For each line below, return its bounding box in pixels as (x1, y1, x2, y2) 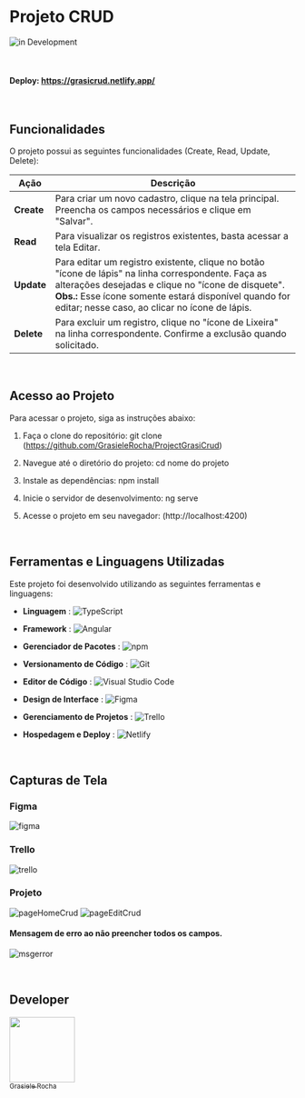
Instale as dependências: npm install (22, 474, 160, 485)
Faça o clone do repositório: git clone (22, 430, 162, 441)
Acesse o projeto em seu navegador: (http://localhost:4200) (22, 510, 248, 521)
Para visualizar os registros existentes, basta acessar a (54, 229, 289, 242)
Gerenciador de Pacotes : (22, 641, 121, 652)
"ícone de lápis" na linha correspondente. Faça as (54, 266, 268, 279)
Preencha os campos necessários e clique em (54, 203, 251, 215)
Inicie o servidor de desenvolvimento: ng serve (22, 493, 199, 504)
